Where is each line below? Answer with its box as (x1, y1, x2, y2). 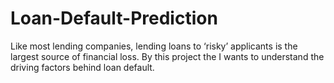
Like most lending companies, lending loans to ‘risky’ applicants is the (10, 40, 298, 52)
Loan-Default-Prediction (10, 7, 218, 30)
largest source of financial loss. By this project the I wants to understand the (10, 50, 325, 62)
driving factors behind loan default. (10, 61, 155, 73)
